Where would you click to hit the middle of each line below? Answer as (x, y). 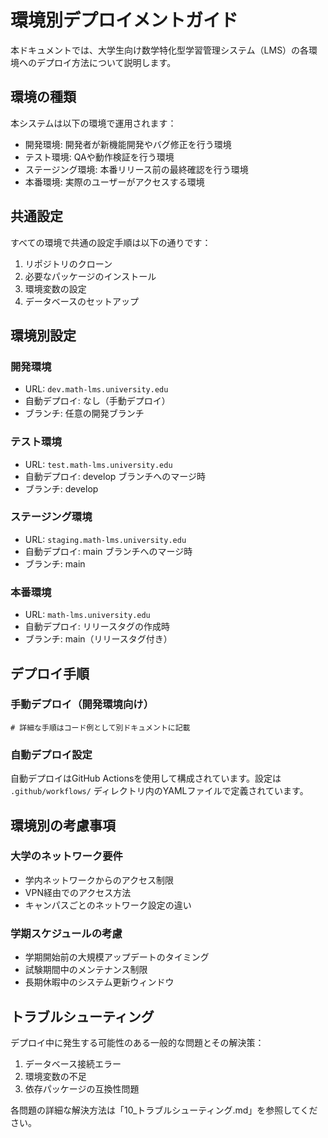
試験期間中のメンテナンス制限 (86, 970)
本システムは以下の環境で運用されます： (93, 123)
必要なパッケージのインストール (90, 276)
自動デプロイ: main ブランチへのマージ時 (108, 551)
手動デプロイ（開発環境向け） (82, 704)
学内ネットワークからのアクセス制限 (99, 880)
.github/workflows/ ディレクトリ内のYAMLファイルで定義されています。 (159, 791)
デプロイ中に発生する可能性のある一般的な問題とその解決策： (137, 1042)
